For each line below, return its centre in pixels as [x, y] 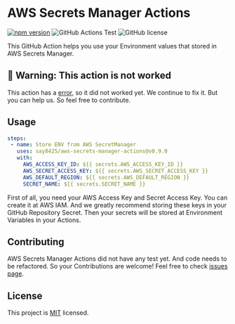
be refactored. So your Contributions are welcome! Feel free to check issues [117, 266]
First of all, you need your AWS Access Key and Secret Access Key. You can [117, 197]
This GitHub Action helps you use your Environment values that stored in [112, 46]
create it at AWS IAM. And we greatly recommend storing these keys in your [117, 205]
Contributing [36, 241]
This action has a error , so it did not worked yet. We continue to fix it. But [113, 92]
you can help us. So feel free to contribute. [69, 100]
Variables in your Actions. [44, 220]
